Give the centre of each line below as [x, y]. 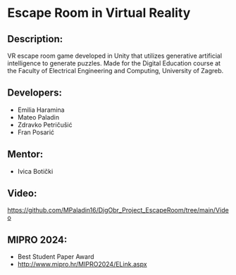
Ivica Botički [35, 171]
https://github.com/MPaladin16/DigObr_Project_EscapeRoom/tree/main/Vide [118, 210]
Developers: [35, 93]
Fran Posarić [36, 132]
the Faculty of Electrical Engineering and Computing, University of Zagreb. [116, 71]
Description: [35, 39]
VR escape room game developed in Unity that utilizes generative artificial [115, 56]
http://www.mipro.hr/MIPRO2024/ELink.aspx [82, 264]
